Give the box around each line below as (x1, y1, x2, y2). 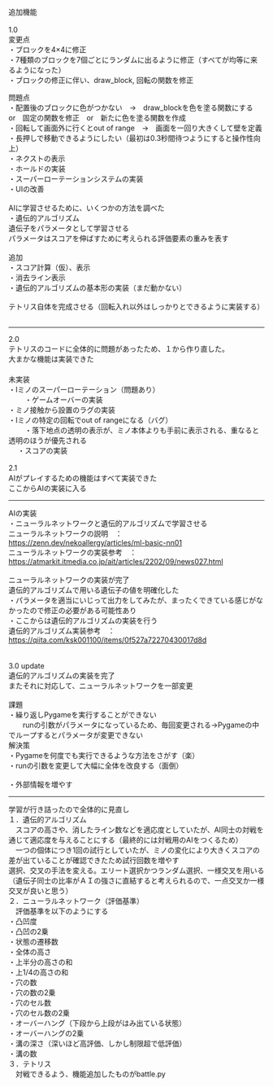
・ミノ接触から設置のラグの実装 (8, 405, 115, 414)
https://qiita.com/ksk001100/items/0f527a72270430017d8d (8, 635, 207, 645)
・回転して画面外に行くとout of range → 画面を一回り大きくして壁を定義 (8, 123, 262, 133)
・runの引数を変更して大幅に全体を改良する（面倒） (8, 760, 184, 770)
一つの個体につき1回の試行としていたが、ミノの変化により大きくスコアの (15, 845, 260, 855)
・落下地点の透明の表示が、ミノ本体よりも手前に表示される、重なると (24, 426, 260, 435)
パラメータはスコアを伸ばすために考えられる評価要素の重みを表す (8, 234, 229, 243)
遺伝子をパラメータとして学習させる (8, 223, 130, 233)
